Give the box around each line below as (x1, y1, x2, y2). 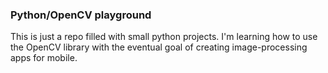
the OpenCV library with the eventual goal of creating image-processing (10, 41, 308, 53)
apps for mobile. (10, 52, 78, 64)
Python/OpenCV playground (10, 8, 152, 22)
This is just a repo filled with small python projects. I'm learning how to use (10, 31, 318, 43)
